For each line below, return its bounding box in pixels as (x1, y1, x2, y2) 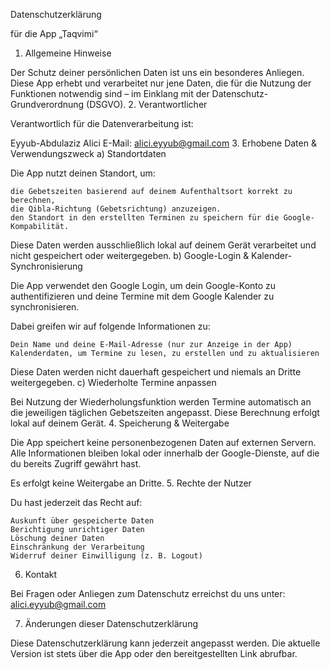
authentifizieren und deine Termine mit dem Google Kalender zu (10, 290, 275, 302)
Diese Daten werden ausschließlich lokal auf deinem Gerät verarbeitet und (10, 239, 317, 251)
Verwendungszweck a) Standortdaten (10, 148, 167, 159)
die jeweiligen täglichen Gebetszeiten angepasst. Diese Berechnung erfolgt (10, 407, 320, 418)
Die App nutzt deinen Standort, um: (10, 167, 156, 179)
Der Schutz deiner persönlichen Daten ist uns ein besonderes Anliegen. (10, 67, 305, 78)
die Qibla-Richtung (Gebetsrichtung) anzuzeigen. (10, 204, 222, 214)
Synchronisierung (10, 260, 83, 272)
